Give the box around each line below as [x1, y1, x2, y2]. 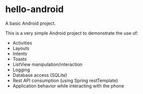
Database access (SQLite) [12, 72, 67, 78]
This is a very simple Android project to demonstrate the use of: [5, 30, 138, 36]
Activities [12, 39, 32, 46]
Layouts [12, 45, 29, 51]
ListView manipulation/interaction [12, 61, 83, 67]
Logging [12, 67, 30, 73]
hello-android [5, 4, 64, 15]
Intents [12, 51, 27, 57]
